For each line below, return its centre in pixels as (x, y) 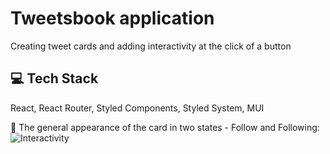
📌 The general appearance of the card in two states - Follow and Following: (165, 127)
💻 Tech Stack (54, 78)
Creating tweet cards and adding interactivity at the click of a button (151, 46)
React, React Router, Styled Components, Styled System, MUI (137, 108)
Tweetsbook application (112, 18)
